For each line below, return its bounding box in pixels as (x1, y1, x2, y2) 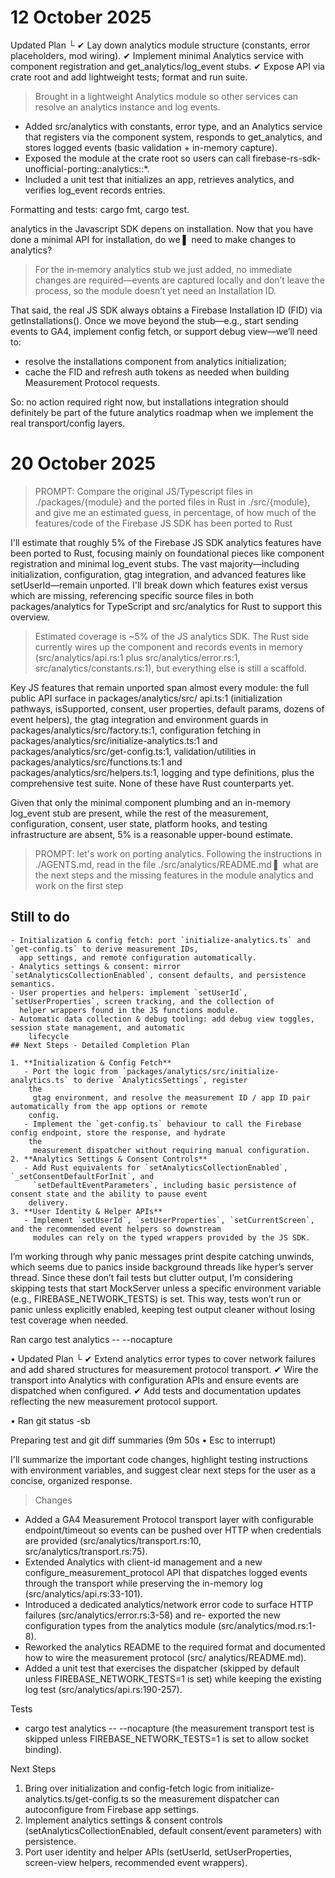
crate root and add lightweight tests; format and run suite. (10, 71, 248, 83)
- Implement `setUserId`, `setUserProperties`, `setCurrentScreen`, (23, 1215, 315, 1225)
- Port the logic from (23, 1066, 118, 1076)
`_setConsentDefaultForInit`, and (10, 1171, 155, 1181)
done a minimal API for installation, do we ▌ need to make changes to (10, 233, 297, 245)
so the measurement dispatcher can (130, 1792, 280, 1805)
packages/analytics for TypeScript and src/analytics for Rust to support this (10, 600, 323, 612)
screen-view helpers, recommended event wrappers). (24, 1856, 248, 1868)
